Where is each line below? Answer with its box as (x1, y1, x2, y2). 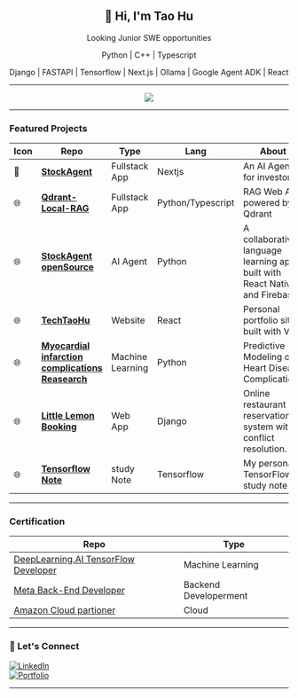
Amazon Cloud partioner (13, 604, 116, 616)
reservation (242, 410, 291, 422)
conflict (242, 432, 275, 444)
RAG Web (242, 185, 284, 198)
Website (111, 314, 145, 326)
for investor (242, 171, 291, 184)
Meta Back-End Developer (13, 584, 126, 597)
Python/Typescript (156, 197, 235, 209)
